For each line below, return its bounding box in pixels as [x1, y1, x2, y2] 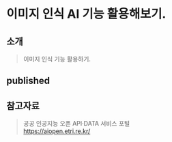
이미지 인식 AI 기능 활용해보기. [6, 6, 167, 22]
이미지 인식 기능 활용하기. [23, 55, 91, 63]
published [6, 75, 51, 87]
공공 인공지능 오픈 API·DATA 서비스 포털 [23, 119, 130, 128]
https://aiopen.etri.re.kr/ [23, 127, 91, 135]
